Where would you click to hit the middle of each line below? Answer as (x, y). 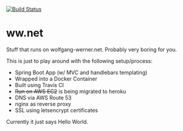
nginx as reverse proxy (43, 104)
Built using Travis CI (39, 85)
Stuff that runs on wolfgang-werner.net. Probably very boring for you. (91, 49)
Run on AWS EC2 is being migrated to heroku (70, 91)
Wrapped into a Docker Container (56, 79)
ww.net (25, 33)
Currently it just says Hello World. (47, 122)
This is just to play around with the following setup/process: (80, 61)
